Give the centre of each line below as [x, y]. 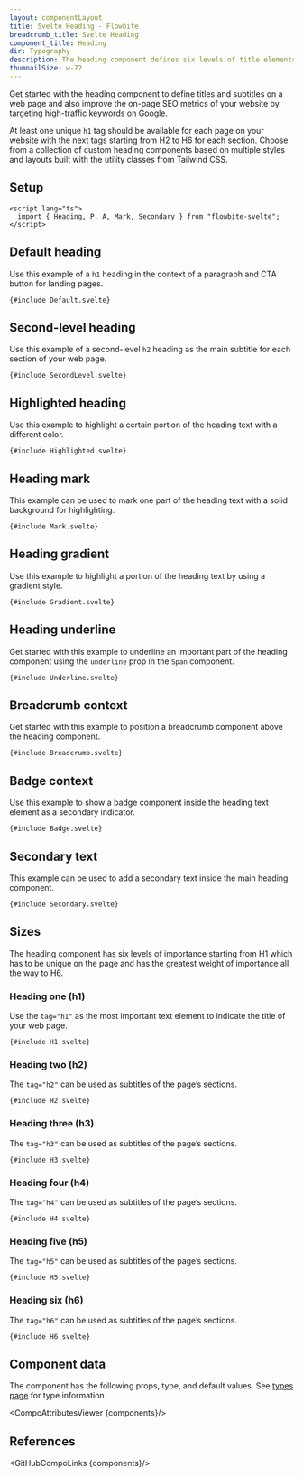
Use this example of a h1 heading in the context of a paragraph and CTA [143, 274]
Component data [58, 1364]
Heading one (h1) [47, 996]
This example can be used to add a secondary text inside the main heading [149, 878]
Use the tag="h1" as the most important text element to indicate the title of [147, 1016]
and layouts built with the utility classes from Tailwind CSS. [119, 159]
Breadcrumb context [69, 705]
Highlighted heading [68, 403]
